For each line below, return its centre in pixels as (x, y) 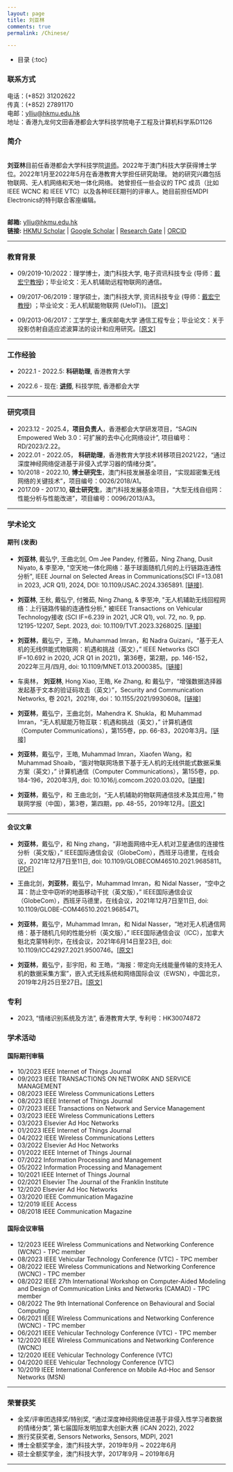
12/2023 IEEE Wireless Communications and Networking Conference (115, 1244)
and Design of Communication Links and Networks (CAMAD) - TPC (113, 1288)
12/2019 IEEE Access (47, 1204)
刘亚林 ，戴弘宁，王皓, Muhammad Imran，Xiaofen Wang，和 (104, 754)
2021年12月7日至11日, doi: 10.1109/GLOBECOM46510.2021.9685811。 (127, 862)
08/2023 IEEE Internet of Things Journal (75, 1101)
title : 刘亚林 (26, 20)
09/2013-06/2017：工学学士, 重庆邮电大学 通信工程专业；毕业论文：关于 (120, 320)
